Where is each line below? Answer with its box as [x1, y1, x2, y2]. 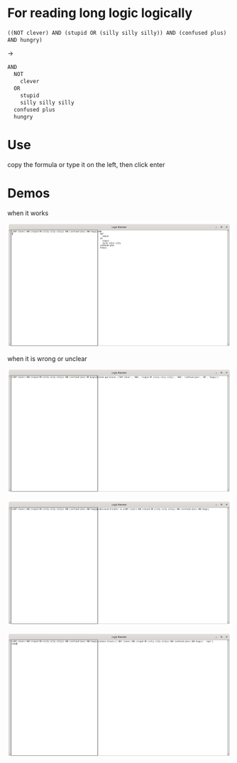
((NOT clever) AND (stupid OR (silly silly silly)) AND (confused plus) [7, 29, 227, 36]
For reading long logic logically [7, 5, 193, 21]
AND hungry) [7, 36, 43, 43]
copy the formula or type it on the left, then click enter [7, 160, 165, 168]
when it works [7, 208, 49, 217]
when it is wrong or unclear [7, 355, 87, 363]
